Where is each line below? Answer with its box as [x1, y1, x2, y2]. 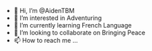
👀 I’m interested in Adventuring [13, 14, 102, 22]
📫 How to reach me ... [13, 37, 78, 44]
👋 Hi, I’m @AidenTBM [13, 7, 75, 14]
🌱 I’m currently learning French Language [13, 21, 132, 29]
